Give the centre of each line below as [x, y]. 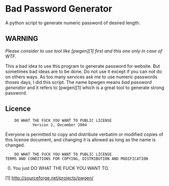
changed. [15, 145]
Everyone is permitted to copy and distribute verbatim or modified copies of [84, 134]
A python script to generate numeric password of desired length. [73, 23]
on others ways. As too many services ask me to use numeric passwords [81, 77]
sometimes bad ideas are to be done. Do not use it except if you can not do [84, 71]
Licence [18, 109]
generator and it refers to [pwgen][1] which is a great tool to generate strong [85, 87]
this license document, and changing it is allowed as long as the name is [80, 139]
